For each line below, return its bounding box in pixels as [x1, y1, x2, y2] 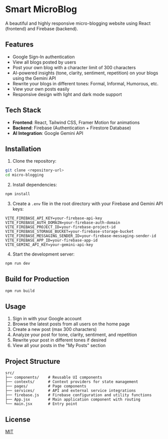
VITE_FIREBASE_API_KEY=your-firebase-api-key [5, 216, 102, 221]
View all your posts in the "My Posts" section [12, 343, 106, 349]
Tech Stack [5, 106, 41, 115]
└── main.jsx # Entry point [5, 402, 78, 407]
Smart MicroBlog [5, 4, 77, 15]
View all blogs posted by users [12, 59, 76, 65]
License [5, 415, 31, 424]
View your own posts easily [12, 86, 69, 92]
